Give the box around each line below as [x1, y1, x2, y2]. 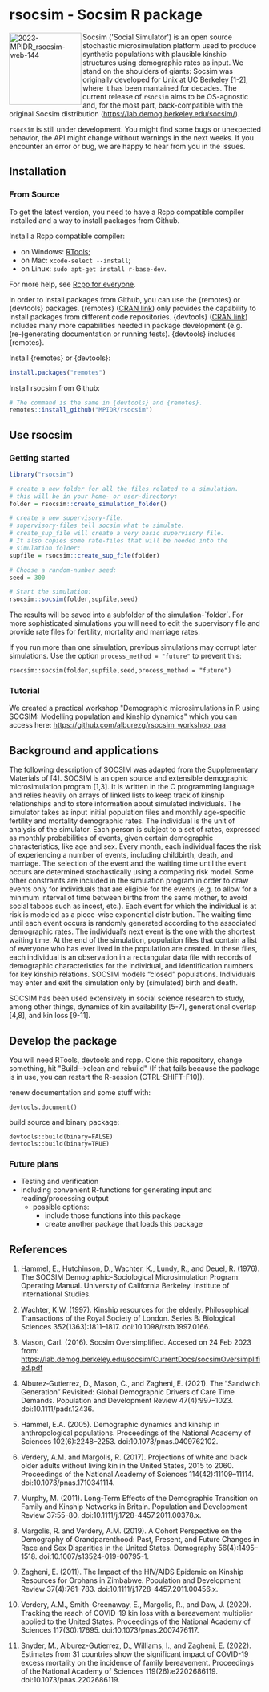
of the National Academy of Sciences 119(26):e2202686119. [20, 1666, 219, 1676]
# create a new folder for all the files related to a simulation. [9, 485, 239, 493]
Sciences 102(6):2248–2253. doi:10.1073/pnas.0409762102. [20, 1437, 219, 1447]
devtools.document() [9, 1103, 78, 1112]
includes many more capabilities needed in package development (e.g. [9, 320, 243, 330]
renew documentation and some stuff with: [9, 1088, 151, 1098]
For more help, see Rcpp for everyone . [9, 279, 137, 289]
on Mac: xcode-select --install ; [20, 255, 131, 265]
